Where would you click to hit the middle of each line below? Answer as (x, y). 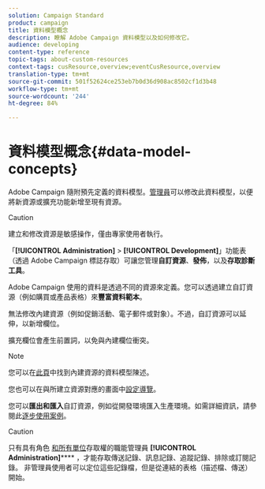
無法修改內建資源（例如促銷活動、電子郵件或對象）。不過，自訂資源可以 (124, 314)
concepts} (43, 169)
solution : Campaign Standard (56, 15)
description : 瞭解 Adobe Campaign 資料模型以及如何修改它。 (101, 37)
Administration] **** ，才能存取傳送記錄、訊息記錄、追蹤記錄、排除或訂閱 (129, 457)
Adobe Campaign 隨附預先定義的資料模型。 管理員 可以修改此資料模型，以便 (131, 192)
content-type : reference (49, 52)
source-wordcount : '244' (49, 96)
